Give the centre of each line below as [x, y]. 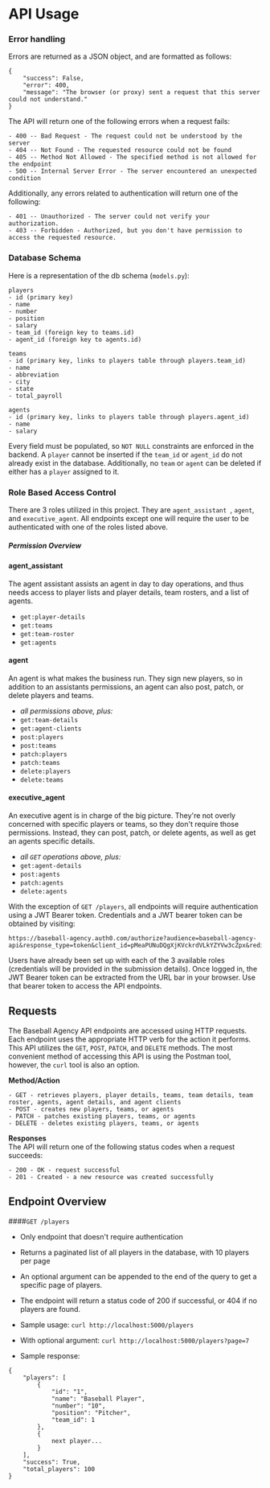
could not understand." [48, 100]
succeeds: [25, 1155]
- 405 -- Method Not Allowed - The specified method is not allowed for [133, 158]
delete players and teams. [51, 695]
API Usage [44, 14]
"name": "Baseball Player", [98, 1399]
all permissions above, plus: [66, 711]
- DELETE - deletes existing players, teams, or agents [104, 1123]
